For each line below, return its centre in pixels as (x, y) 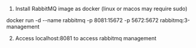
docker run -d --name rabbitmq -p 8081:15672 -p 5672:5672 (82, 20)
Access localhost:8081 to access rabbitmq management (86, 38)
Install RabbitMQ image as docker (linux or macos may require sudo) (101, 9)
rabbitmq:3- (175, 20)
